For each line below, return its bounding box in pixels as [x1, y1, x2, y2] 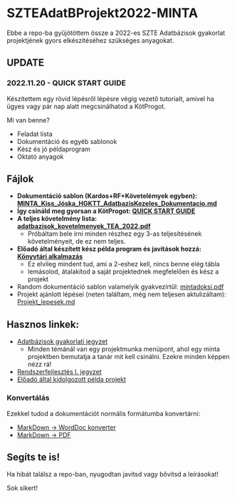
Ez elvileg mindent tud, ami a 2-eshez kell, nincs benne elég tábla [27, 260, 220, 269]
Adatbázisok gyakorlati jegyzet [16, 337, 108, 346]
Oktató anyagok [16, 152, 64, 161]
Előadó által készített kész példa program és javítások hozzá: [16, 244, 202, 254]
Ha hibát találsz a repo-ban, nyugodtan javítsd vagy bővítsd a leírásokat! [6, 470, 218, 479]
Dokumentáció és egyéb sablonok [16, 137, 117, 145]
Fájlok [6, 173, 34, 185]
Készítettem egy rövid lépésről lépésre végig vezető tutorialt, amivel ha [6, 94, 214, 103]
